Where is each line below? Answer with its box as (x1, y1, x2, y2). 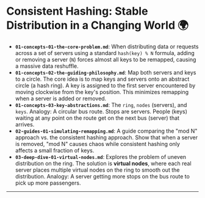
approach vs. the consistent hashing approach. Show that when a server (15, 133, 198, 141)
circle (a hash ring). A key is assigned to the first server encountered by (15, 81, 196, 89)
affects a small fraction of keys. (15, 147, 95, 154)
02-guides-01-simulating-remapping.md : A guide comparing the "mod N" (15, 127, 198, 134)
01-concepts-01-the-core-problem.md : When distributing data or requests (15, 43, 199, 50)
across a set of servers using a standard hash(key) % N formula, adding (15, 49, 195, 56)
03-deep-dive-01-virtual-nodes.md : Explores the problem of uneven (15, 153, 187, 160)
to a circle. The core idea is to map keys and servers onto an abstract (15, 75, 190, 82)
